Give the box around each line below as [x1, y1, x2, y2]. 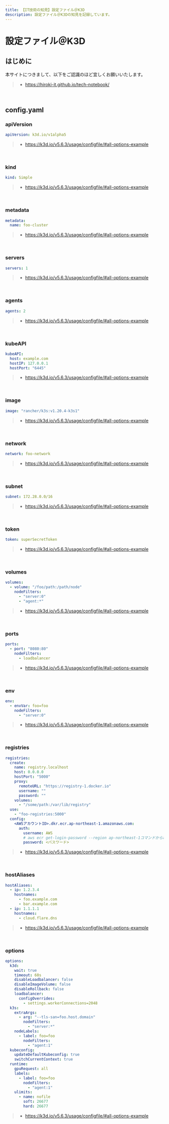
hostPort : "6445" [10, 365, 46, 370]
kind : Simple [5, 175, 33, 180]
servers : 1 [5, 266, 28, 271]
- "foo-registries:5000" [14, 812, 66, 817]
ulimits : [14, 1090, 33, 1095]
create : [10, 760, 26, 765]
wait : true [14, 968, 37, 973]
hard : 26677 [23, 1104, 49, 1109]
